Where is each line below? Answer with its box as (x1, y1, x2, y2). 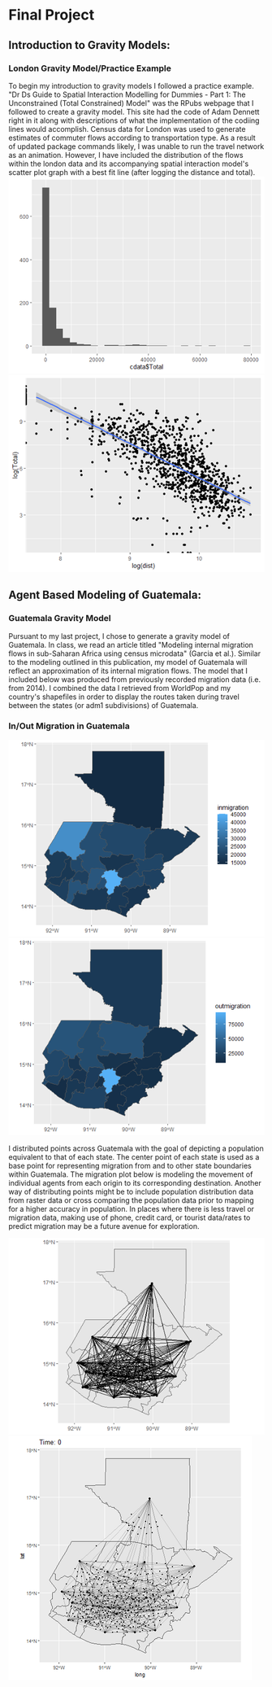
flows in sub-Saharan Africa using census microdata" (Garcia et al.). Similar (8, 649, 261, 658)
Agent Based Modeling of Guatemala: (8, 588, 201, 602)
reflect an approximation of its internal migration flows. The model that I (8, 666, 248, 675)
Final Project (8, 6, 95, 24)
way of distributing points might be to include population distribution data (8, 1187, 254, 1196)
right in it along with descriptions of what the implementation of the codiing (8, 116, 260, 125)
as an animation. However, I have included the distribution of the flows (8, 150, 244, 160)
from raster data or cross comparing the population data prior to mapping (8, 1195, 254, 1205)
